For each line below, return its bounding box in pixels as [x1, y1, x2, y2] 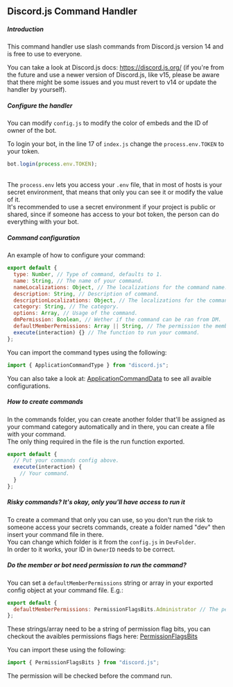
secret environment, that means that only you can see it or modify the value [7, 188, 223, 197]
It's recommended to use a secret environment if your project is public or [7, 203, 216, 211]
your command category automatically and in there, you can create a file [7, 422, 215, 430]
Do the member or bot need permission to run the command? [7, 561, 187, 569]
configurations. [7, 382, 51, 390]
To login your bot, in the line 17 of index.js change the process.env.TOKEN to [7, 140, 224, 148]
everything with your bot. [7, 218, 79, 226]
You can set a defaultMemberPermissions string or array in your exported [7, 579, 214, 587]
